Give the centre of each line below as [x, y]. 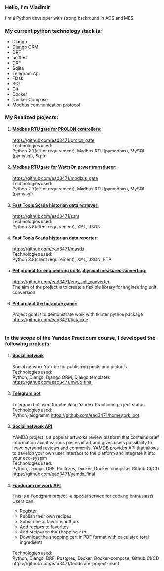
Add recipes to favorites [44, 527]
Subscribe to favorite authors [49, 522]
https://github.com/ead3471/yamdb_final [54, 474]
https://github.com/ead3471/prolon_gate [53, 140]
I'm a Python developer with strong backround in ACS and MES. [70, 18]
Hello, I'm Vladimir [28, 7]
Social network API [32, 426]
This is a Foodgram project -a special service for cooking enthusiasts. [83, 496]
